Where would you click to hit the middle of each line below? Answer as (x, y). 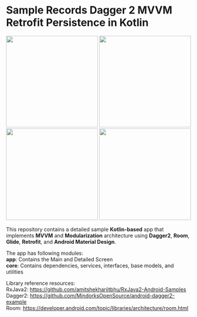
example (16, 302)
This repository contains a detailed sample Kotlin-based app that (85, 229)
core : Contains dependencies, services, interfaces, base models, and (90, 265)
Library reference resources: (40, 283)
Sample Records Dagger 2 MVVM (89, 10)
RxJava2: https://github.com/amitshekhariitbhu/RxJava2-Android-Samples (96, 289)
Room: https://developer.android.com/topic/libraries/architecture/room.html (97, 308)
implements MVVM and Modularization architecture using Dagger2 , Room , (98, 236)
